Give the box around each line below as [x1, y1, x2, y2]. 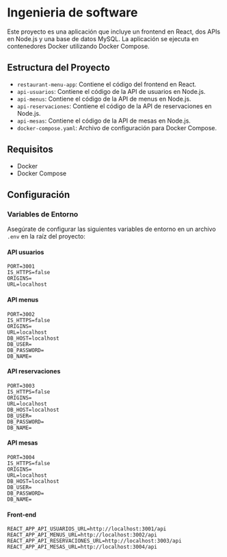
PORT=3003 [7, 382, 36, 389]
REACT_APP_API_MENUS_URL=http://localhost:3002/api [7, 532, 157, 539]
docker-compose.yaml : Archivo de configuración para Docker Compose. [16, 123, 217, 132]
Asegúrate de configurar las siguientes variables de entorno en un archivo [7, 225, 217, 234]
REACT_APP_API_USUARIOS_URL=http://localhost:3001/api [7, 525, 167, 532]
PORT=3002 [7, 310, 36, 318]
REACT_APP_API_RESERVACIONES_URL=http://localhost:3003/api [7, 538, 183, 545]
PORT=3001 [7, 263, 36, 270]
